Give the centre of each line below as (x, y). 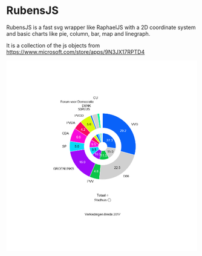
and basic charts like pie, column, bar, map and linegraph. (78, 33)
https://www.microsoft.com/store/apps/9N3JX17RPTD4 (76, 51)
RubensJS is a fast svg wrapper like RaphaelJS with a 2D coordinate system (101, 27)
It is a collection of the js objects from (53, 45)
